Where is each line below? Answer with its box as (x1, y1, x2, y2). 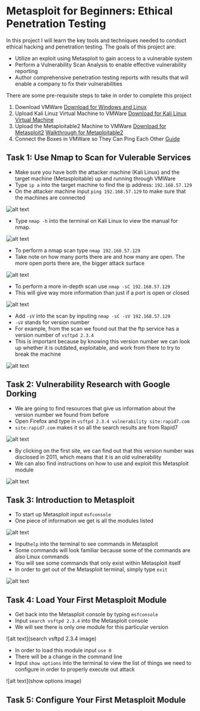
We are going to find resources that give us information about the (14, 404, 176, 412)
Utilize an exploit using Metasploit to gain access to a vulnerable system (14, 55, 193, 62)
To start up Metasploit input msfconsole (14, 511, 112, 518)
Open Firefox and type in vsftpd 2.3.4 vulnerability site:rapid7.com (14, 417, 190, 425)
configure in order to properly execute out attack (14, 666, 136, 673)
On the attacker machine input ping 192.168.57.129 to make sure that (14, 187, 186, 195)
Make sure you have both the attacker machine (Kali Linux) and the (14, 168, 180, 176)
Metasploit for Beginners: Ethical (6, 4, 173, 18)
